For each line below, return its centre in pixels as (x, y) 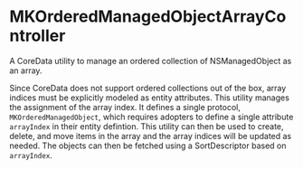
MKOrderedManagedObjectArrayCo (148, 17)
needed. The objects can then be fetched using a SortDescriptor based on (148, 146)
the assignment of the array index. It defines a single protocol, (125, 107)
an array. (26, 70)
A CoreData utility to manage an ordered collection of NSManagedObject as (151, 61)
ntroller (38, 36)
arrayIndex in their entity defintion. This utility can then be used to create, (147, 126)
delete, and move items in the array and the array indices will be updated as (151, 136)
